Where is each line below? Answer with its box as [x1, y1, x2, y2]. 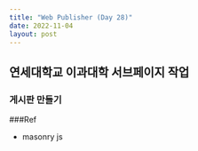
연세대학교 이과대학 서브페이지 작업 [9, 64, 190, 80]
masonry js [21, 131, 64, 142]
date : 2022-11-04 [9, 21, 74, 30]
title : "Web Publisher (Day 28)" [9, 12, 133, 22]
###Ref [9, 115, 37, 125]
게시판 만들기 [9, 93, 62, 106]
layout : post [9, 29, 58, 38]
